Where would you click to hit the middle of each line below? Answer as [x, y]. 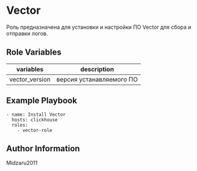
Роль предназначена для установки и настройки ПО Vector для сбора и [99, 27]
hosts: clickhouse [35, 120]
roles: [20, 125]
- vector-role [35, 130]
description [97, 69]
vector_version [30, 79]
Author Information [43, 148]
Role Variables [34, 52]
